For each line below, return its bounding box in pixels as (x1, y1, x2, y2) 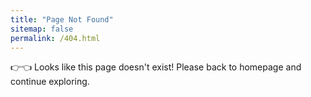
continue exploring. (10, 76, 90, 88)
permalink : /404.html (10, 33, 101, 43)
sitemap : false (10, 24, 74, 34)
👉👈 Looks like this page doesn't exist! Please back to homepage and (10, 61, 302, 73)
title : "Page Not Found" (10, 14, 114, 25)
